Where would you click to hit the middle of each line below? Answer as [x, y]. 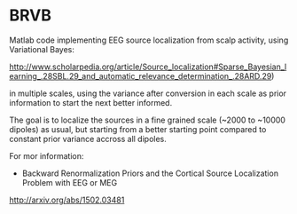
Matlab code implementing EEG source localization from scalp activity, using [149, 40]
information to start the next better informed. [91, 102]
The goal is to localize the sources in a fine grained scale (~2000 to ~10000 [148, 120]
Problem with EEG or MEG [70, 182]
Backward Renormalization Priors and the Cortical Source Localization [150, 173]
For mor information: [47, 155]
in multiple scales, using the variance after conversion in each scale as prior [148, 93]
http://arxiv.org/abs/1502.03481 [67, 200]
